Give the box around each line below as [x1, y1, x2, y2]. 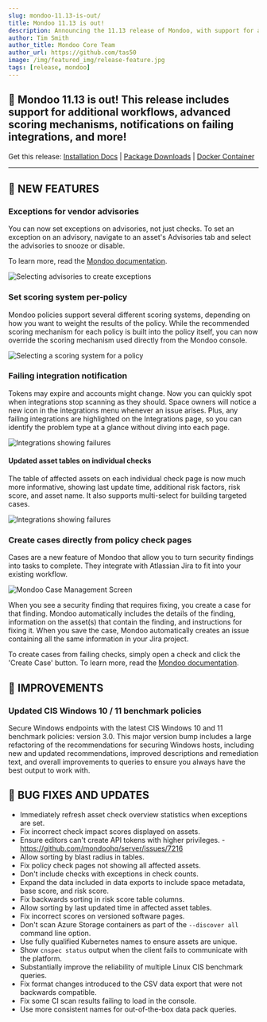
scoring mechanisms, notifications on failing [8, 118, 234, 131]
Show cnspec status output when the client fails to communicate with [19, 945, 248, 954]
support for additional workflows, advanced [8, 105, 231, 119]
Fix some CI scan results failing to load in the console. [19, 996, 197, 1005]
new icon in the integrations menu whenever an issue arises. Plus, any [8, 405, 238, 415]
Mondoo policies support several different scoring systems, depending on [8, 310, 250, 319]
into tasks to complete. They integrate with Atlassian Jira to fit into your [8, 561, 242, 570]
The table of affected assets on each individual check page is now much [8, 474, 246, 484]
